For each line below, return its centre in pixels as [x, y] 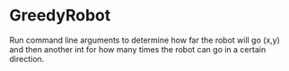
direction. [27, 59]
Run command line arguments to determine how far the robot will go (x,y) [145, 40]
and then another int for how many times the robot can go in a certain [138, 49]
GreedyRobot [60, 16]
